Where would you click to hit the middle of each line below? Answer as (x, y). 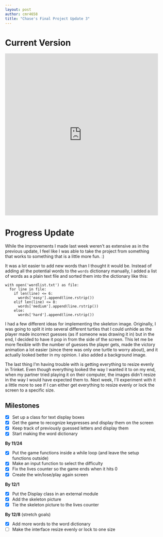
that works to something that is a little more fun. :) (55, 256)
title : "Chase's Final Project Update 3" (48, 18)
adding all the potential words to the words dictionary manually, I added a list (81, 271)
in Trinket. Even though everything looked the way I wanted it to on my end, (81, 370)
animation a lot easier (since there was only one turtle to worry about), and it (81, 350)
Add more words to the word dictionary (51, 524)
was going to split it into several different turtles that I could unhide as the (78, 329)
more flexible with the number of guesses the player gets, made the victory (80, 345)
